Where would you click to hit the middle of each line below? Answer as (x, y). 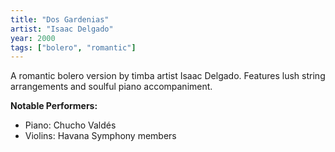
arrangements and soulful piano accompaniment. (111, 87)
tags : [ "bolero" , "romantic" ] (73, 47)
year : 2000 (33, 38)
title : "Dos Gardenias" (60, 19)
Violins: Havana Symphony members (100, 136)
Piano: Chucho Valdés (70, 125)
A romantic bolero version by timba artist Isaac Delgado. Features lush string (168, 76)
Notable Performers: (54, 106)
